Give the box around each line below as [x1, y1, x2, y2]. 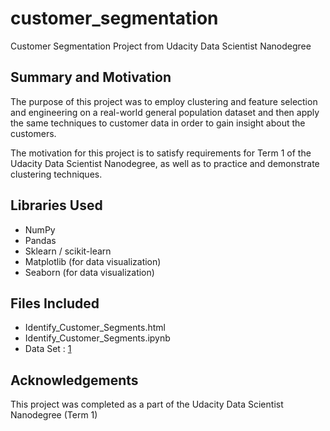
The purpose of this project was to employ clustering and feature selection [10, 95, 318, 107]
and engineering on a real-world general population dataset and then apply [10, 106, 320, 118]
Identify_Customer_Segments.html [24, 322, 166, 334]
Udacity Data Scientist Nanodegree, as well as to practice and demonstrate [10, 157, 320, 169]
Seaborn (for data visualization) [24, 266, 155, 278]
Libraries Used [10, 197, 103, 214]
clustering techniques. [10, 168, 103, 180]
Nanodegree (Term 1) [10, 409, 98, 421]
